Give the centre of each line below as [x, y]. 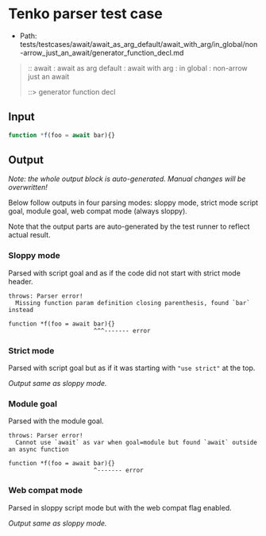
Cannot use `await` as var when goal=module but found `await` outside [137, 443]
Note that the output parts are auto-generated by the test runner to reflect [129, 226]
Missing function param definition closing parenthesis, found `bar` [133, 303]
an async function [39, 449]
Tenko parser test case [85, 14]
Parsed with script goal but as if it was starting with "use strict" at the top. [132, 368]
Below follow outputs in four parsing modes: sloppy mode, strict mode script [133, 202]
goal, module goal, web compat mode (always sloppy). [98, 211]
